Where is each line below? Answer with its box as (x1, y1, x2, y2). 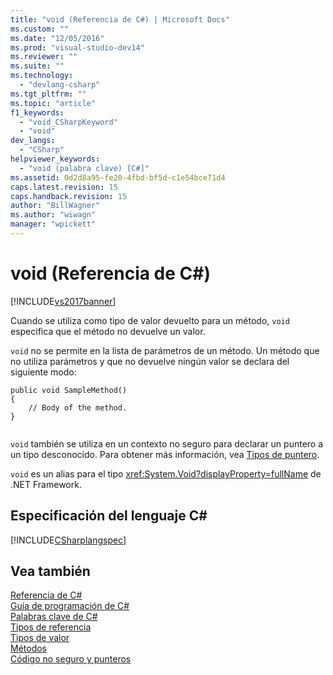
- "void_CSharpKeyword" (19, 117, 118, 127)
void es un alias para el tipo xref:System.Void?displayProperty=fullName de (10, 467, 322, 480)
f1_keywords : (10, 107, 65, 118)
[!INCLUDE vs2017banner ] (10, 295, 117, 307)
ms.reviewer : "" (10, 52, 78, 62)
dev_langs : (10, 136, 56, 146)
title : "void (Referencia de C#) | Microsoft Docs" (10, 14, 230, 25)
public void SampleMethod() (10, 385, 128, 395)
